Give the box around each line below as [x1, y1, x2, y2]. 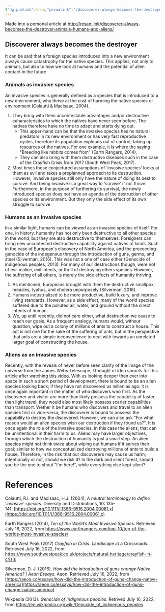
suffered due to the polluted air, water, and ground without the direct [12, 302, 151, 308]
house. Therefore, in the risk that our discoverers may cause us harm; [5, 451, 146, 457]
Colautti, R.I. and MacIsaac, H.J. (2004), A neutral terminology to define [5, 495, 150, 501]
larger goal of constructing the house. [12, 339, 89, 345]
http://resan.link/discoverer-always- [67, 21, 141, 27]
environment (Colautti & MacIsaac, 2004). [5, 103, 90, 109]
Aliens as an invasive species [5, 351, 77, 358]
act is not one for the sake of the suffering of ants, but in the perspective [12, 328, 160, 335]
